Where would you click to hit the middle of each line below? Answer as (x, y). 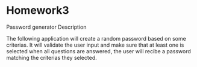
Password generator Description (46, 27)
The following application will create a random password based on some (96, 38)
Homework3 (38, 10)
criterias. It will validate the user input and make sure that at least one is (95, 45)
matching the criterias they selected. (52, 57)
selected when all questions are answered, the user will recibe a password (99, 51)
